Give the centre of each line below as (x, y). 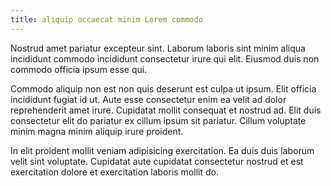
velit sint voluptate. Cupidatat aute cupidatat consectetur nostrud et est (157, 161)
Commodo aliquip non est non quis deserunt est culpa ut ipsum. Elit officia (163, 88)
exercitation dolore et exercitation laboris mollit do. (114, 172)
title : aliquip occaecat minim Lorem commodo (106, 19)
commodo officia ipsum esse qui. (79, 69)
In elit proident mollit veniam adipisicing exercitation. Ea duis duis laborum (162, 150)
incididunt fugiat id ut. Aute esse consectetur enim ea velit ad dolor (148, 99)
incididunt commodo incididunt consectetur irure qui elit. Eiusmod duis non (165, 58)
